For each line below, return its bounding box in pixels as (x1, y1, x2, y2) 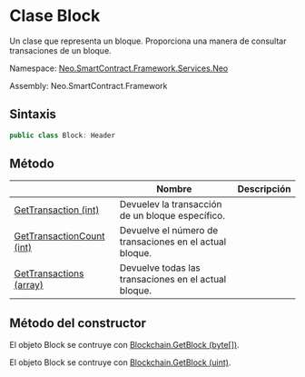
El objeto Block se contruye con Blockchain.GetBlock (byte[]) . (9, 340, 240, 351)
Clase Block (9, 5, 101, 26)
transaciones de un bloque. (9, 45, 112, 55)
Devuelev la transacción (119, 198, 222, 211)
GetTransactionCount (14, 230, 105, 243)
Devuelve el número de (119, 224, 219, 237)
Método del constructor (9, 315, 147, 331)
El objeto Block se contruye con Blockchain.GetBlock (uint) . (9, 357, 231, 368)
